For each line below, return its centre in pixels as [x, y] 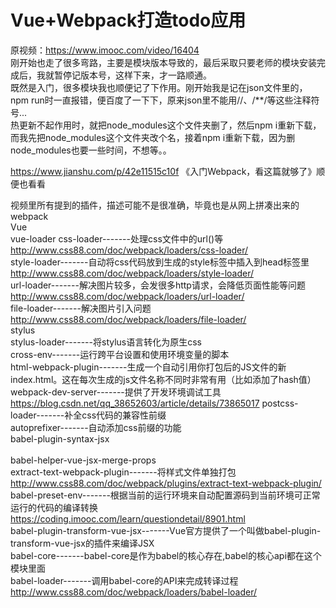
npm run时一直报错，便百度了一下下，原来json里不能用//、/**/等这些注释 [161, 100]
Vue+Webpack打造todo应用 [128, 20]
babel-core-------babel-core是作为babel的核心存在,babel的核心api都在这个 [166, 555]
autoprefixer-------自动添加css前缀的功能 [96, 427]
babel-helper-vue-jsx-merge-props [83, 460]
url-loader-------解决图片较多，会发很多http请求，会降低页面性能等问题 [158, 285]
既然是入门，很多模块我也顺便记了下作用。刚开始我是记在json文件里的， [159, 87]
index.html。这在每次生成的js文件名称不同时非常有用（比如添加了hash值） [163, 379]
